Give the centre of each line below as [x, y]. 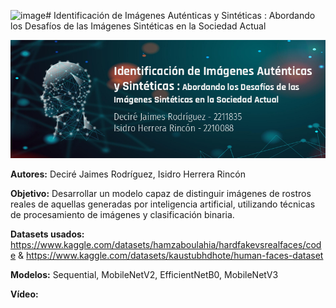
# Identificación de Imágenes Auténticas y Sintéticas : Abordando [180, 15]
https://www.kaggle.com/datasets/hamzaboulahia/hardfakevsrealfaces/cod [166, 244]
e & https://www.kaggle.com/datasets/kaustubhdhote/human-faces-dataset [167, 255]
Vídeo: [24, 294]
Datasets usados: [47, 234]
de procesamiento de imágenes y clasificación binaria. [122, 214]
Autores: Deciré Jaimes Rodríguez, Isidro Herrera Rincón [128, 174]
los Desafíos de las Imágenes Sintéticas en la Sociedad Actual [138, 26]
